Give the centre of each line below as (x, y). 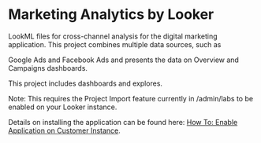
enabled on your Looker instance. (63, 107)
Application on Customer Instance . (64, 130)
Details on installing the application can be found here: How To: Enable (123, 122)
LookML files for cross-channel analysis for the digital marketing (113, 36)
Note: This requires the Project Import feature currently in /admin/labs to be (131, 98)
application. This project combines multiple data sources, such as (115, 44)
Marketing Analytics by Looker (111, 15)
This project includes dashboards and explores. (86, 83)
